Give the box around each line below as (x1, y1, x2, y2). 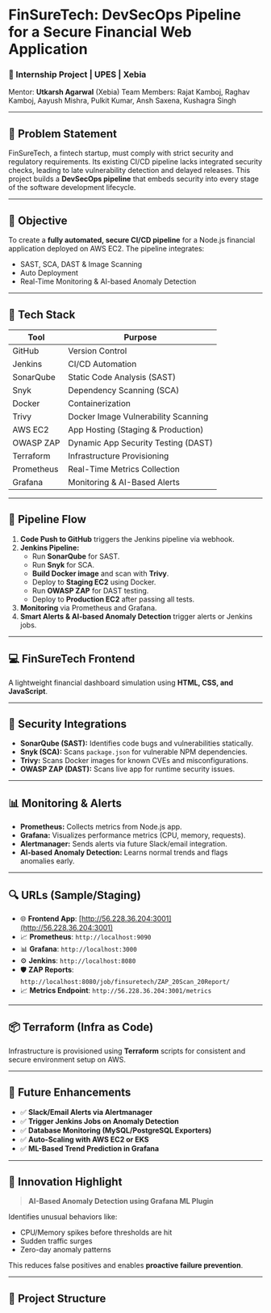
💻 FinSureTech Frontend (8, 652, 135, 666)
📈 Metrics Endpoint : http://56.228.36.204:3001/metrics (19, 985, 212, 995)
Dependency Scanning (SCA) (68, 384, 180, 395)
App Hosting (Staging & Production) (68, 424, 204, 435)
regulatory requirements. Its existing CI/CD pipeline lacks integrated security (8, 157, 263, 167)
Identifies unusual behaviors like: (8, 1212, 118, 1222)
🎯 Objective (8, 213, 68, 227)
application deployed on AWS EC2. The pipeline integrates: (8, 244, 205, 254)
